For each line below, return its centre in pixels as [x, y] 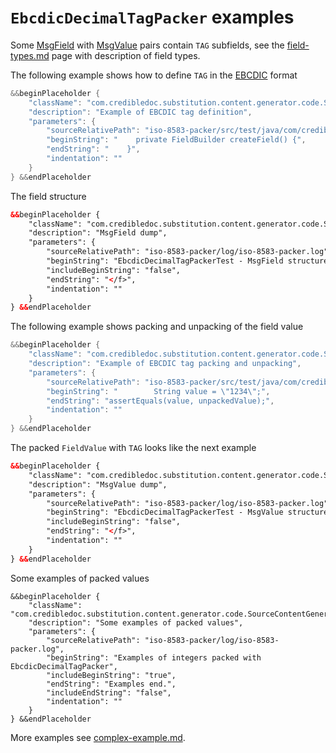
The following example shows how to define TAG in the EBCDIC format [154, 75]
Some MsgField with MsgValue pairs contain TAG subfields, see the [147, 45]
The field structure [48, 196]
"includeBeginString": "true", [111, 675]
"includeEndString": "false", [109, 692]
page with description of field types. [126, 55]
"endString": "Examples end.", [111, 684]
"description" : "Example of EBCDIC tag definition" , [140, 112]
